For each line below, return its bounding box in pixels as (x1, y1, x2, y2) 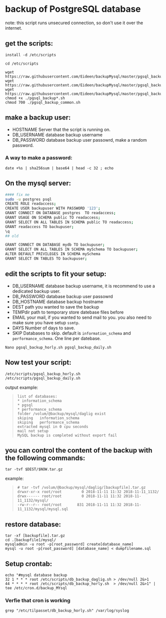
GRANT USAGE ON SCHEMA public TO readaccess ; (5, 215, 100, 220)
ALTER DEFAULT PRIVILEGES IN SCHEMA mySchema (5, 252, 100, 257)
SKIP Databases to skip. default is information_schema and (12, 330, 131, 336)
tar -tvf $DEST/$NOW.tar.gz (5, 467, 63, 472)
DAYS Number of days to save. (12, 325, 76, 331)
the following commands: (5, 454, 85, 462)
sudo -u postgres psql (5, 196, 52, 202)
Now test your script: (5, 358, 72, 367)
